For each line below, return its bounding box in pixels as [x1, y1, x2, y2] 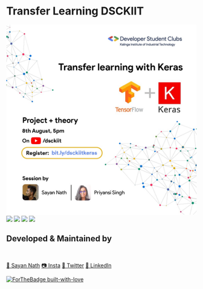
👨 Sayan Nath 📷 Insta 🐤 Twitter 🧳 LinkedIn [6, 261, 112, 269]
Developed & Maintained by [6, 233, 112, 244]
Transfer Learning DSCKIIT [6, 4, 144, 18]
